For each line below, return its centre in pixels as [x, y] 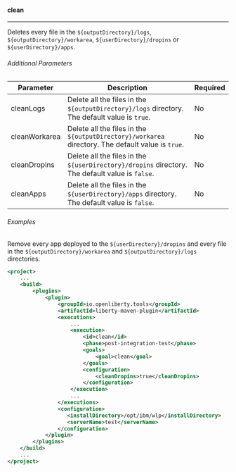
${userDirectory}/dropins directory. [127, 165]
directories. [24, 259]
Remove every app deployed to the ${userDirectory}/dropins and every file [117, 244]
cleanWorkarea [36, 137]
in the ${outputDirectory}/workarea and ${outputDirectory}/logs [102, 251]
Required [210, 88]
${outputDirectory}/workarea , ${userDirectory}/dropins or [93, 39]
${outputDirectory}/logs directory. [125, 108]
